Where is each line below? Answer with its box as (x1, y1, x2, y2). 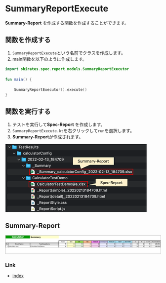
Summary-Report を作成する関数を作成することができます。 (5, 20, 129, 26)
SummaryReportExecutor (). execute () (14, 87, 87, 92)
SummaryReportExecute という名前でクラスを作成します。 (12, 50, 126, 56)
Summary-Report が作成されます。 (12, 134, 83, 140)
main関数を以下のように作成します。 (12, 56, 87, 62)
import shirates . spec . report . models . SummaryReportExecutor (5, 66, 129, 72)
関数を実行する (5, 107, 51, 116)
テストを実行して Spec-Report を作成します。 (12, 121, 105, 127)
